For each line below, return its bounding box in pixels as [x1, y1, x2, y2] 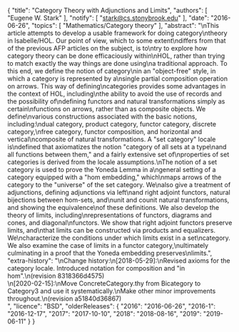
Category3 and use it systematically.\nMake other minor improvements [7, 287, 216, 295]
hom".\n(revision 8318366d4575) [7, 271, 105, 280]
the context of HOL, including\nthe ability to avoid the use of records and [7, 89, 223, 98]
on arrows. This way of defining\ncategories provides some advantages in [7, 82, 226, 90]
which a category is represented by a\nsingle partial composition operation [7, 74, 228, 83]
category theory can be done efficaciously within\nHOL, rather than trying [7, 51, 225, 60]
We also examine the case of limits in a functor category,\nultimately [7, 241, 209, 249]
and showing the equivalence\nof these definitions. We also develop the [7, 203, 220, 211]
